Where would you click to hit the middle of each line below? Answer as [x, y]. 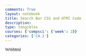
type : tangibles [21, 27]
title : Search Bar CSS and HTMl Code [43, 18]
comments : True [20, 9]
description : [18, 23]
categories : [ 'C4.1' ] [27, 36]
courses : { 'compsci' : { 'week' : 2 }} [41, 32]
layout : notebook [23, 14]
